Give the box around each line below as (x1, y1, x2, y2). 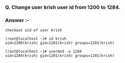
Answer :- (5, 16, 29, 23)
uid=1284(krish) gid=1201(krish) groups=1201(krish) (5, 53, 115, 58)
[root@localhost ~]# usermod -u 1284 (5, 49, 82, 54)
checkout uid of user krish (5, 28, 62, 33)
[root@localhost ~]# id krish (5, 36, 67, 41)
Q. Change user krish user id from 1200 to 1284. (5, 4, 121, 11)
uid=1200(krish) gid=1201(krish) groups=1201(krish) (5, 41, 115, 46)
